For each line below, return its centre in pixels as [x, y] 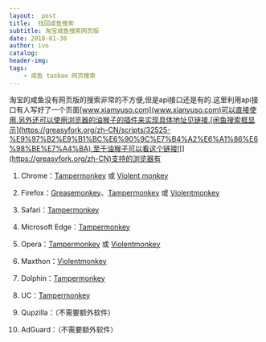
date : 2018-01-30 [38, 38]
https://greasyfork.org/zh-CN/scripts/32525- [96, 130]
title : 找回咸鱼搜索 [42, 23]
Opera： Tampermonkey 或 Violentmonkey [90, 244]
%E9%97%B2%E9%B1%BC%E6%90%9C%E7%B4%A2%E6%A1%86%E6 [134, 138]
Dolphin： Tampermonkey [63, 278]
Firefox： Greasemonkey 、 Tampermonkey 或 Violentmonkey [120, 192]
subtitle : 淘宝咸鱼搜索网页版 [54, 31]
